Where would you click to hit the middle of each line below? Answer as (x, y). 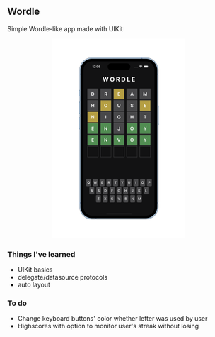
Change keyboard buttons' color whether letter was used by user (112, 319)
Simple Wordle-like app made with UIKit (65, 28)
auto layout (34, 285)
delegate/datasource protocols (63, 277)
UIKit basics (35, 270)
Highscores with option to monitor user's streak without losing (108, 326)
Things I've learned (41, 254)
